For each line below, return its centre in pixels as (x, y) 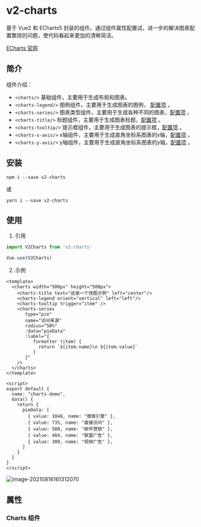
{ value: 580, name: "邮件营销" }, (70, 429)
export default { (28, 389)
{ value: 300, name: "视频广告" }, (70, 442)
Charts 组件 (23, 518)
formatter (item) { (57, 342)
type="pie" (38, 315)
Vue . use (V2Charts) (29, 258)
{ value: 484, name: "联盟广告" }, (70, 436)
